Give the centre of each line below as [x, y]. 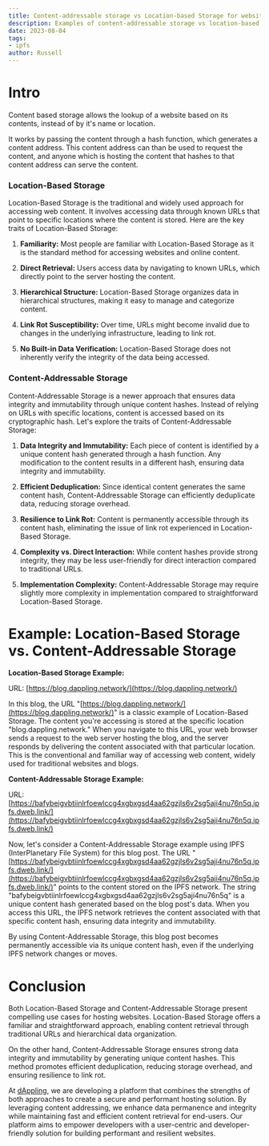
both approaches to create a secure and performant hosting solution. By [127, 1099]
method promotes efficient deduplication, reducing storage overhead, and [130, 1067]
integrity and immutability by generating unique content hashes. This [122, 1058]
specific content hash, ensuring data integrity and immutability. [112, 921]
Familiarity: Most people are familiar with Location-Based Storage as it [137, 244]
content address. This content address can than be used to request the [126, 147]
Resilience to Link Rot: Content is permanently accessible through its [134, 519]
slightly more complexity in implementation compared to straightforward [139, 593]
